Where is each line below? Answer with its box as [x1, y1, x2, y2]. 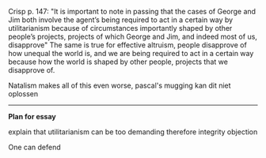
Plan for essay [8, 112, 57, 121]
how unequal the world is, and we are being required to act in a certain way [8, 49, 254, 58]
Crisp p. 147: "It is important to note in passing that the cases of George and [8, 7, 256, 16]
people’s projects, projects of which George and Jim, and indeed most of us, [8, 32, 257, 41]
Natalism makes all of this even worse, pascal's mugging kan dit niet [8, 81, 231, 90]
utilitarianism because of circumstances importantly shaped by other [8, 24, 233, 32]
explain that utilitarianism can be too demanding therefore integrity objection [8, 127, 258, 137]
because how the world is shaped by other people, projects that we [8, 57, 228, 66]
